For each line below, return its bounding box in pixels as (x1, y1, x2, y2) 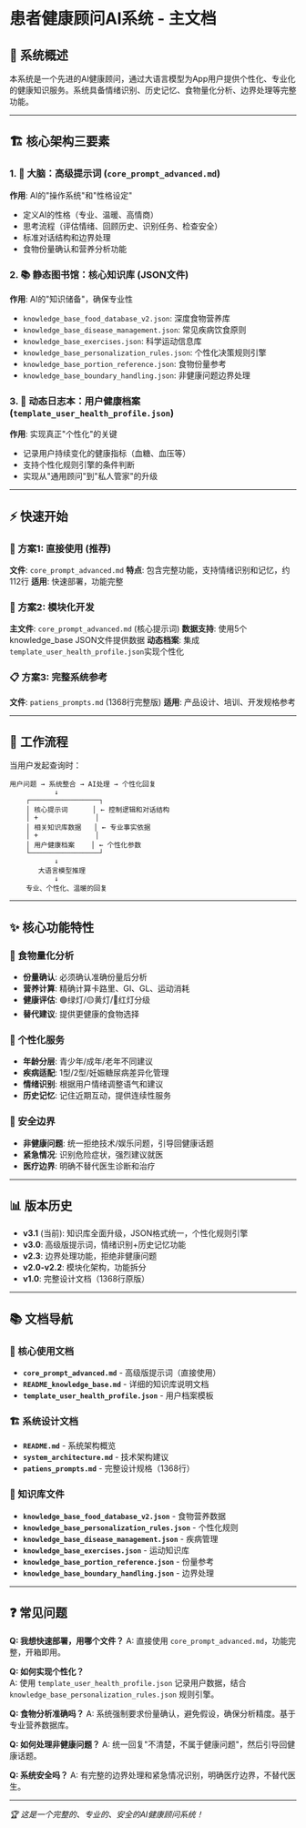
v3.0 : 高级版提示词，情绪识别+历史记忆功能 (22, 1240, 187, 1251)
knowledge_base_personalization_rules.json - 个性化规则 (22, 1522, 239, 1533)
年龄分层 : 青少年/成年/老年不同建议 (22, 1056, 153, 1067)
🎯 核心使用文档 (9, 1344, 75, 1357)
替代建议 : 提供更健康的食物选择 (22, 1008, 139, 1020)
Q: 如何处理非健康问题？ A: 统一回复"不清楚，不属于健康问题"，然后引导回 (9, 1739, 288, 1750)
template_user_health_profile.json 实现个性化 (9, 646, 185, 657)
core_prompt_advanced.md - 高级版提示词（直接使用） (22, 1367, 221, 1378)
